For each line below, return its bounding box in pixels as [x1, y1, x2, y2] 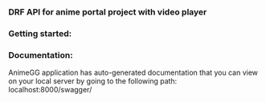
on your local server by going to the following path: [8, 76, 178, 86]
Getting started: [8, 27, 72, 39]
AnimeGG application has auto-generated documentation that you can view [8, 67, 259, 78]
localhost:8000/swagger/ [8, 85, 92, 95]
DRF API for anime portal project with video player [8, 6, 207, 18]
